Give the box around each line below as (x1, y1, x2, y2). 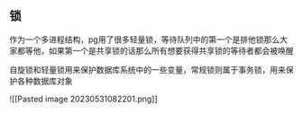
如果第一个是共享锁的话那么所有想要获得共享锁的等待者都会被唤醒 (48, 45, 294, 56)
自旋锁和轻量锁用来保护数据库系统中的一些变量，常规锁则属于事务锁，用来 (9, 64, 286, 74)
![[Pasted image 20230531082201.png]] (9, 93, 158, 104)
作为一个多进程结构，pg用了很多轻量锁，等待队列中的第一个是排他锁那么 (9, 34, 280, 45)
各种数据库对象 (16, 75, 73, 86)
